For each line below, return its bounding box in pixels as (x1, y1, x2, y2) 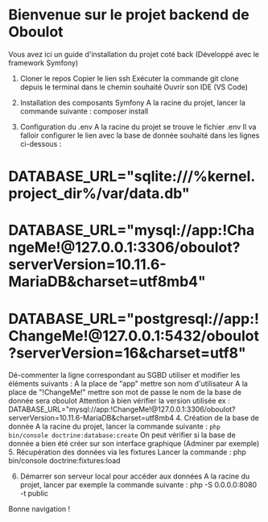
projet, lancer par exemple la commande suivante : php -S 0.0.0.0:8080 (19, 480, 258, 490)
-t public (19, 489, 48, 499)
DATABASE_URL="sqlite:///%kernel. (8, 168, 256, 186)
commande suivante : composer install (19, 106, 149, 116)
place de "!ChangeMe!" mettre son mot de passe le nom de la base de (8, 387, 241, 397)
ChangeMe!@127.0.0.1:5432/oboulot (8, 326, 260, 345)
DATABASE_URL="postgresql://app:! (8, 309, 260, 328)
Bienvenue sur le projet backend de (8, 6, 249, 24)
